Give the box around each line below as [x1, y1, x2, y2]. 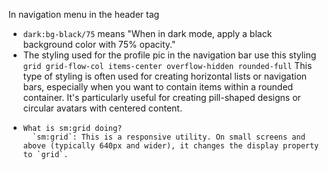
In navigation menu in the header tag [8, 9, 160, 20]
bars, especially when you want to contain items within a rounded [22, 81, 294, 93]
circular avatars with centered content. [22, 102, 183, 114]
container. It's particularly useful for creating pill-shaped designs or [22, 92, 301, 103]
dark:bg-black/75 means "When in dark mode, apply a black [22, 28, 273, 39]
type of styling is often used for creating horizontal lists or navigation [22, 70, 308, 82]
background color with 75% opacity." [22, 39, 176, 50]
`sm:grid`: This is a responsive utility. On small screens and [32, 132, 306, 142]
